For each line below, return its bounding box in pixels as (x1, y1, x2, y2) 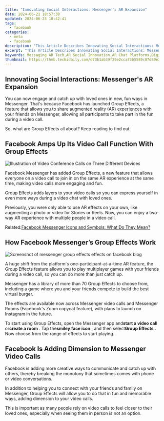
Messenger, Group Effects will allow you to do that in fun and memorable (5, 390, 151, 396)
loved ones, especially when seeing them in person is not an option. (5, 410, 142, 416)
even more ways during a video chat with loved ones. (5, 195, 112, 200)
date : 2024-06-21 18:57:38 (5, 12, 60, 17)
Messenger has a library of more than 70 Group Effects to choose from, (5, 281, 149, 286)
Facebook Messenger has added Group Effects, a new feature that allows (5, 170, 153, 176)
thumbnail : (5, 57, 27, 62)
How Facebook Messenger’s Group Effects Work (5, 239, 156, 247)
